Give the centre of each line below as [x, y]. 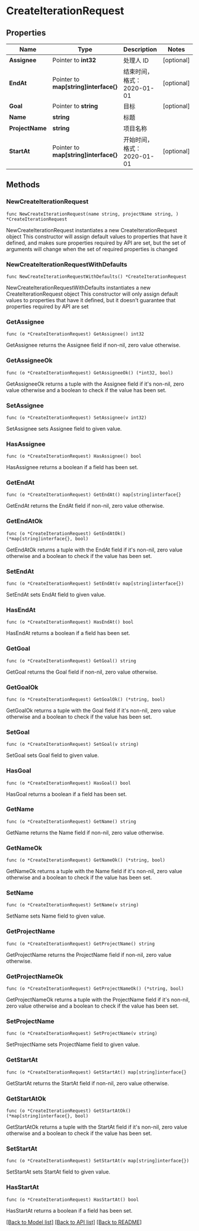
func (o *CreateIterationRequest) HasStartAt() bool [73, 1200]
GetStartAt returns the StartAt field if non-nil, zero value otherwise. [88, 1083]
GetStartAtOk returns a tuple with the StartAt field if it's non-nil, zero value [97, 1127]
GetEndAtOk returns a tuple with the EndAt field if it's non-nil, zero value [94, 550]
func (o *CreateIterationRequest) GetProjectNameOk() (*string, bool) [95, 989]
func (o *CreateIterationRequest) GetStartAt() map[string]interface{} [96, 1072]
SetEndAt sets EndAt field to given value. [56, 595]
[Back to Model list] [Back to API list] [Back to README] [74, 1222]
